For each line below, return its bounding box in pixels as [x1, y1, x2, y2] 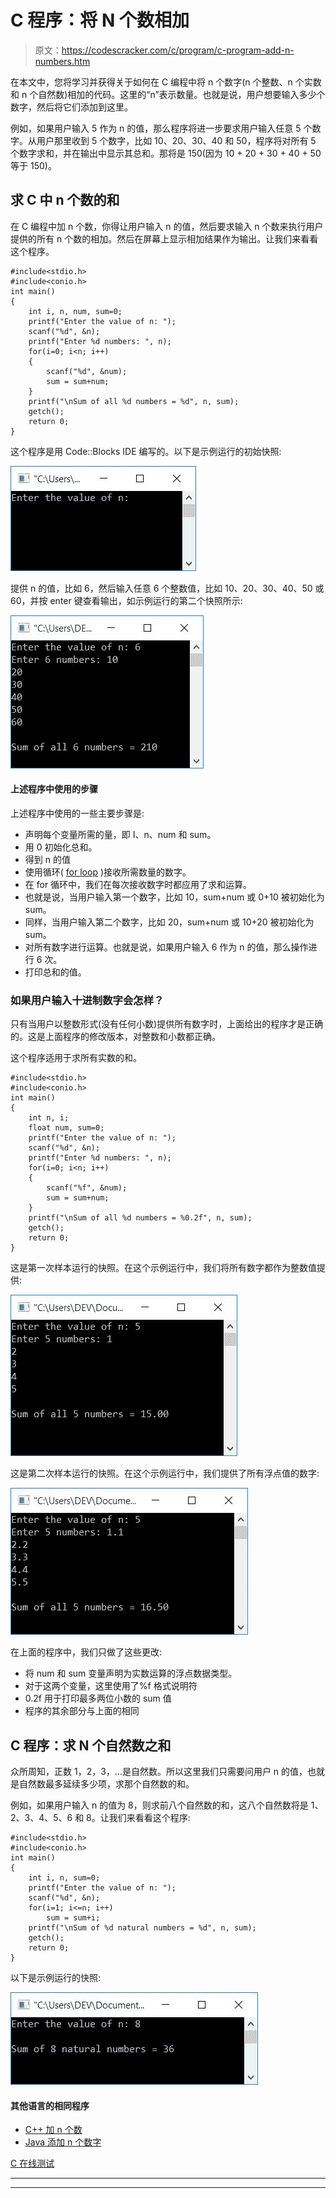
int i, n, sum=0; [28, 1873, 101, 1883]
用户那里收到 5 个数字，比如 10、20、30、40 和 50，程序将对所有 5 [36, 134, 317, 146]
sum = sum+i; [46, 1913, 101, 1923]
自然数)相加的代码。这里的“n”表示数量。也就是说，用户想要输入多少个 [38, 88, 326, 100]
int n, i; [28, 1113, 70, 1123]
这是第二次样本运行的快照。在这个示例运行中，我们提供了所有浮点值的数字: [10, 1467, 320, 1480]
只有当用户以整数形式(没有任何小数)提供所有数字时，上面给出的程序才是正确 [10, 1018, 324, 1030]
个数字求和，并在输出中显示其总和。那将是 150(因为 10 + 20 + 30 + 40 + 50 [10, 147, 322, 159]
